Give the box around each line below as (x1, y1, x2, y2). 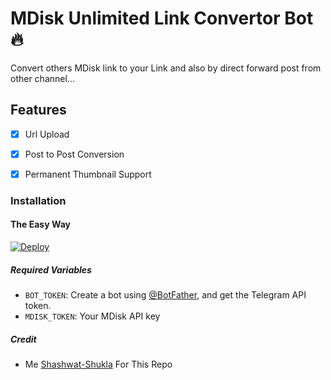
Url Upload (24, 128, 70, 140)
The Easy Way (10, 218, 71, 231)
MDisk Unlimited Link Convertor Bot (10, 7, 314, 30)
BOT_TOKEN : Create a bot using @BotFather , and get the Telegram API (24, 289, 307, 301)
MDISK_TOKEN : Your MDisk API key (24, 310, 161, 322)
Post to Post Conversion (24, 148, 125, 160)
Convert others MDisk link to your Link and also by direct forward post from (10, 62, 322, 74)
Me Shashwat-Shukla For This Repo (24, 358, 173, 370)
